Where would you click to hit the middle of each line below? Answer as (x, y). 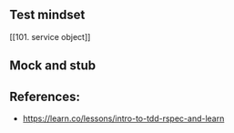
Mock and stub (53, 66)
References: (45, 96)
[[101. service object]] (50, 36)
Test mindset (47, 15)
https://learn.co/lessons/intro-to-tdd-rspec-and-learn (123, 118)
